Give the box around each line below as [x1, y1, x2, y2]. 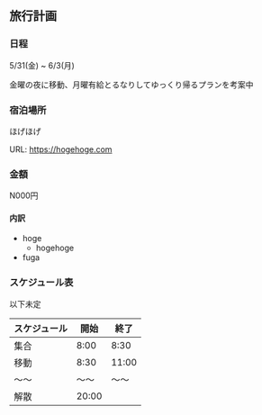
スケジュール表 [9, 276, 74, 289]
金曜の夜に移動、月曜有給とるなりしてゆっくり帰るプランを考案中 [9, 79, 254, 90]
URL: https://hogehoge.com [9, 143, 113, 155]
